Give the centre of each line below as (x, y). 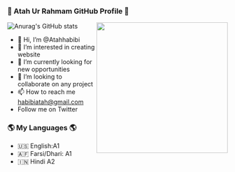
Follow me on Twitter (48, 109)
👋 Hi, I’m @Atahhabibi (49, 40)
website (29, 54)
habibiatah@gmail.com (50, 102)
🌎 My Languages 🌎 (42, 128)
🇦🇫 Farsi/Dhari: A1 (44, 153)
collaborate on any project (55, 84)
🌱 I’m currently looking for (55, 62)
